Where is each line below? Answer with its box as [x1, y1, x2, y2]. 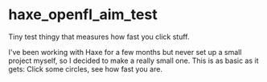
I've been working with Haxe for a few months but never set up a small [8, 47, 242, 57]
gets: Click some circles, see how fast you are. [8, 64, 163, 73]
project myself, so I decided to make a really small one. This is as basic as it [8, 56, 259, 65]
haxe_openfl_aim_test [8, 6, 158, 24]
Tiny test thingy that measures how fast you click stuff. [8, 32, 191, 41]
